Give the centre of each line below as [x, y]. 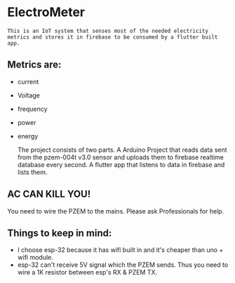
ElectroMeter [46, 12]
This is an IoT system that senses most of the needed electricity [108, 31]
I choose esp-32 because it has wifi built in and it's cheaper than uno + [120, 250]
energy [28, 136]
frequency [32, 109]
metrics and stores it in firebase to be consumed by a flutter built [113, 37]
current [28, 81]
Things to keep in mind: [60, 233]
